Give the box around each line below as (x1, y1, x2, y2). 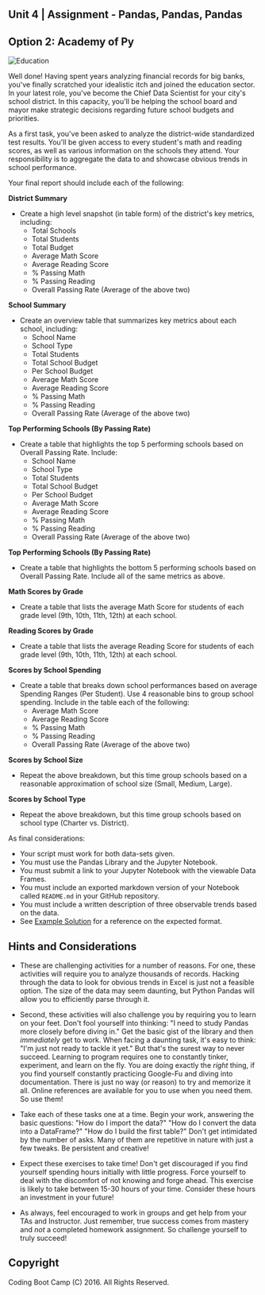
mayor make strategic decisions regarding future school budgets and (8, 105, 234, 115)
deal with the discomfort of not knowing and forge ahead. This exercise (19, 1176, 254, 1185)
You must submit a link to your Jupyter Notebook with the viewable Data (19, 866, 256, 876)
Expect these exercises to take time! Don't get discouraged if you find (19, 1159, 248, 1169)
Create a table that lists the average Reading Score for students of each (19, 641, 255, 651)
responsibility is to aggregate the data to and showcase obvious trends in (8, 154, 248, 164)
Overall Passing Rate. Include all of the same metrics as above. (19, 571, 225, 581)
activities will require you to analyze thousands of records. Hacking (19, 969, 240, 979)
